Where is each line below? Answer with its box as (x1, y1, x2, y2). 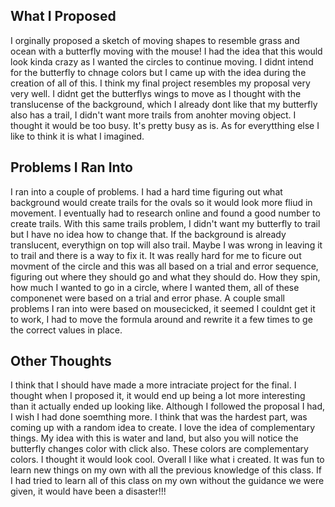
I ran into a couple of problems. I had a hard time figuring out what (10, 185, 283, 198)
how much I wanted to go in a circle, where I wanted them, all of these (10, 281, 300, 293)
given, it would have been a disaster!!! (10, 485, 167, 498)
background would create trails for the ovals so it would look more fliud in (10, 196, 313, 208)
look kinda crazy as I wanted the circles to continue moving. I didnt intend (10, 55, 314, 68)
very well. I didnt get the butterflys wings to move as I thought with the (10, 87, 302, 99)
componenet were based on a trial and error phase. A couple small (10, 292, 285, 304)
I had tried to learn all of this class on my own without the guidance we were (10, 475, 325, 487)
